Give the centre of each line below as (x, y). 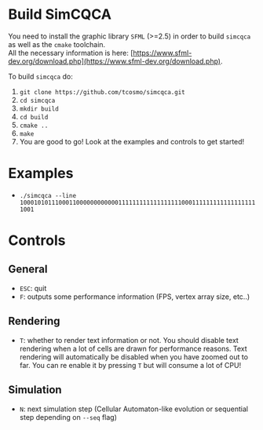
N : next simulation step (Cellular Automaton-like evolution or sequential (134, 409)
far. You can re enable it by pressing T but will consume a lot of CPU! (130, 365)
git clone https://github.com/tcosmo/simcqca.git (102, 92)
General (28, 270)
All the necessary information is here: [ (71, 53)
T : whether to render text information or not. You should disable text (129, 340)
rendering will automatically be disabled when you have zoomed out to (134, 357)
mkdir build (39, 109)
